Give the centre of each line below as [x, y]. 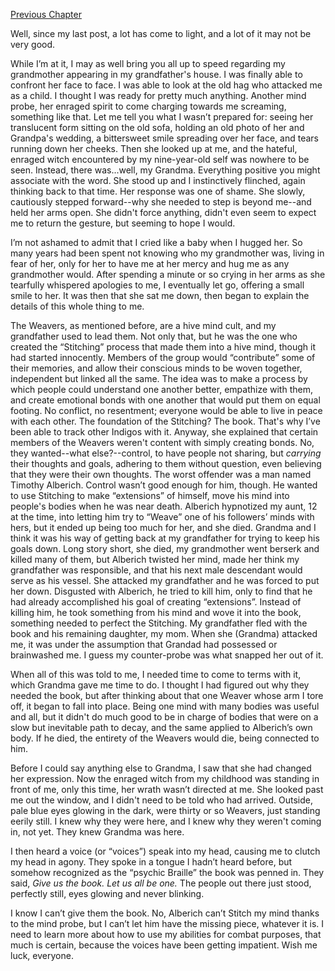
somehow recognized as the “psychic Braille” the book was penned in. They [167, 872]
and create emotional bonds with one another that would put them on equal [165, 400]
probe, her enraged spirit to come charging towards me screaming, [148, 106]
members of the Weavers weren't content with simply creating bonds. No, [162, 442]
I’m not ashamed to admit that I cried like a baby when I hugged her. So [156, 242]
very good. [33, 44]
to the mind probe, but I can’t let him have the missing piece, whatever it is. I [167, 923]
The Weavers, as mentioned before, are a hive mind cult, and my [143, 325]
